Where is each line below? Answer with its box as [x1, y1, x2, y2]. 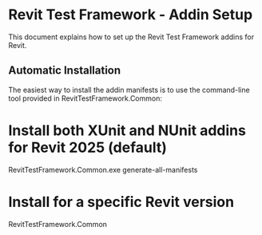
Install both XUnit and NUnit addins [8, 121, 246, 139]
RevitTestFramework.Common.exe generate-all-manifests [8, 165, 198, 174]
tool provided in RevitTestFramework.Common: [8, 94, 162, 103]
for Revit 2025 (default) [8, 138, 168, 157]
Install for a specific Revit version [8, 193, 234, 211]
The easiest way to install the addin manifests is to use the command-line [8, 85, 250, 94]
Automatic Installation [8, 64, 121, 78]
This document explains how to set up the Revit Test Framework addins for [8, 32, 254, 42]
